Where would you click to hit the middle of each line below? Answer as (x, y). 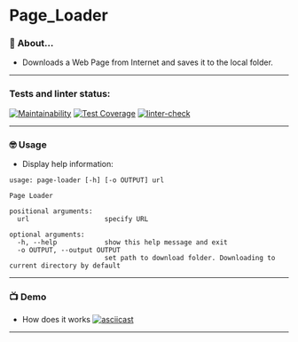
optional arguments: (47, 235)
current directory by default (65, 266)
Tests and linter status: (60, 94)
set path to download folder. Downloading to (190, 258)
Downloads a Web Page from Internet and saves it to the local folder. (147, 62)
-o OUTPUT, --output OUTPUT (69, 251)
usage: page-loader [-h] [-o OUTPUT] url (87, 180)
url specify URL (83, 219)
